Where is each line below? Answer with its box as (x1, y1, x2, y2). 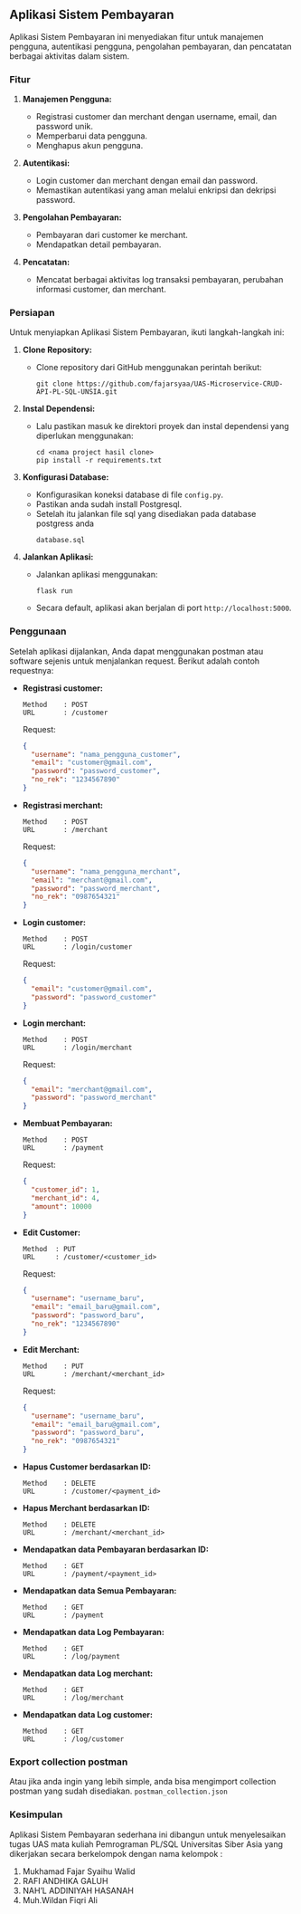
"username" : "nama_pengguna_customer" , (31, 750, 182, 759)
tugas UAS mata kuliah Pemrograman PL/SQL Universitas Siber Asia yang (9, 1838, 283, 1850)
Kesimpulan (9, 1808, 63, 1821)
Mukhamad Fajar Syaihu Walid (22, 1865, 136, 1877)
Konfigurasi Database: (22, 472, 109, 483)
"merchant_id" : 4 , (31, 1193, 100, 1202)
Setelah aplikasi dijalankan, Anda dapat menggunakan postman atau (9, 646, 264, 656)
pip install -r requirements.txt (35, 456, 163, 465)
